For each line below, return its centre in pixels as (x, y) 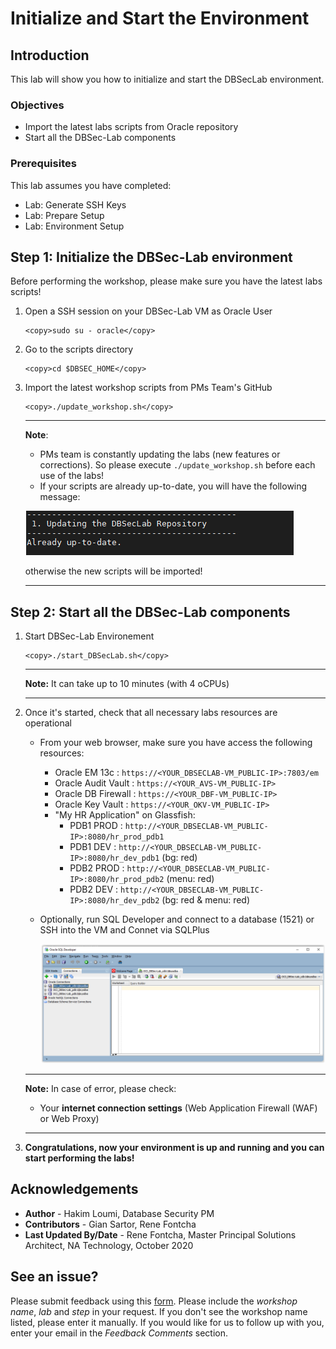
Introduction (50, 55)
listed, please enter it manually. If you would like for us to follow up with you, (167, 1322)
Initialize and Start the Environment (160, 18)
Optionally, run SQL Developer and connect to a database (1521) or (177, 919)
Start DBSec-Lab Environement (89, 636)
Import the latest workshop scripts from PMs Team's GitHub (148, 388)
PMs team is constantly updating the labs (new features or (160, 454)
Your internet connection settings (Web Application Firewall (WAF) (178, 1108)
